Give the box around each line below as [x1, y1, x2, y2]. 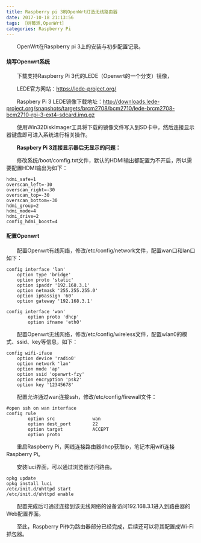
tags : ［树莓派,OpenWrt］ [6, 20, 67, 26]
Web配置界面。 [6, 510, 44, 517]
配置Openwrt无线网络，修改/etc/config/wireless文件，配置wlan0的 [16, 330, 182, 338]
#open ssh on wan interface [6, 405, 77, 411]
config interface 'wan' [6, 308, 66, 314]
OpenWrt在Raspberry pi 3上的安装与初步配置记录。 [16, 43, 144, 50]
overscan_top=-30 [6, 192, 50, 198]
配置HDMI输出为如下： [11, 164, 68, 172]
